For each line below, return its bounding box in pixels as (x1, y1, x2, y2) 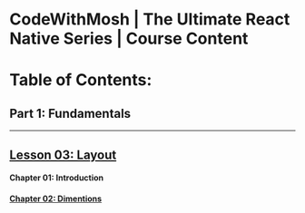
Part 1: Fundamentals (9, 105, 132, 121)
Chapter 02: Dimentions (9, 193, 103, 204)
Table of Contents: (9, 70, 152, 91)
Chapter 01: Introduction (9, 172, 104, 183)
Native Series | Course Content (9, 28, 249, 49)
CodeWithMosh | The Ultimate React (9, 9, 290, 30)
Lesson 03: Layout (9, 147, 117, 162)
